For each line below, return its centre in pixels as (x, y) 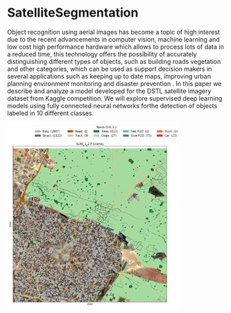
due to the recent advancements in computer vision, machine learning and (113, 39)
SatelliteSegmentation (73, 13)
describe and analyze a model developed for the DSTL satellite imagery (109, 91)
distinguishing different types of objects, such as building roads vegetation (114, 61)
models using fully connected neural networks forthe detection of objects (112, 105)
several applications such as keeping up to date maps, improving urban (109, 76)
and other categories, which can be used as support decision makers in (110, 69)
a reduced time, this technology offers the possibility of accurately (102, 54)
